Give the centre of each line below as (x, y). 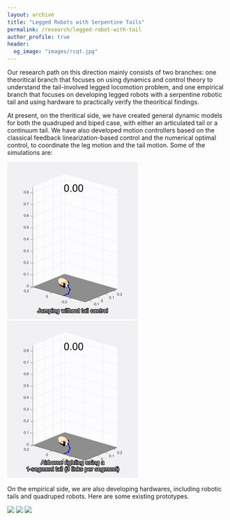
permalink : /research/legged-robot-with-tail (74, 29)
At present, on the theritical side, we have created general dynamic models (115, 116)
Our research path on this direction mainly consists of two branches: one (112, 72)
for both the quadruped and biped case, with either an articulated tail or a (113, 123)
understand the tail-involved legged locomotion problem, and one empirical (116, 87)
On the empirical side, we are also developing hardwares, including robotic (114, 489)
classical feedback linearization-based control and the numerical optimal (112, 138)
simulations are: (30, 153)
